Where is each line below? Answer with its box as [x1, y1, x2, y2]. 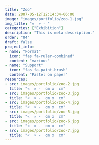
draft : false [5, 40, 32, 45]
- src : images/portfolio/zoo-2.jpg [5, 81, 79, 86]
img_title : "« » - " [5, 21, 50, 26]
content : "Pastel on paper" [9, 72, 68, 77]
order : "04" [5, 35, 30, 40]
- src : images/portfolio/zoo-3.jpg [5, 91, 79, 96]
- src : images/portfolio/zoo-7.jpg [5, 128, 79, 133]
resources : [5, 77, 28, 82]
